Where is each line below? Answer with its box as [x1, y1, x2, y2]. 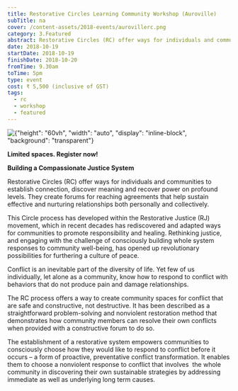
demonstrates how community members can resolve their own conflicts [7, 316, 217, 324]
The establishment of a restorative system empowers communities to [7, 337, 209, 346]
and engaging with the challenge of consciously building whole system [7, 236, 215, 244]
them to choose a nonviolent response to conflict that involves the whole [7, 360, 222, 368]
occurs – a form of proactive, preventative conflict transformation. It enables [7, 352, 230, 361]
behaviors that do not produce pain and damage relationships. [7, 280, 189, 288]
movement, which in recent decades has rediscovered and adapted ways [7, 221, 221, 229]
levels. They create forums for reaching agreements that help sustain [7, 192, 209, 200]
